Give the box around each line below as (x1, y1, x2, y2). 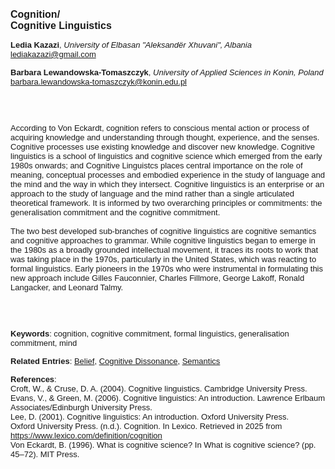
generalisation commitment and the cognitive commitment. (10, 207, 221, 218)
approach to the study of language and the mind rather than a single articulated (10, 189, 295, 199)
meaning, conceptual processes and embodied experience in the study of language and (10, 170, 326, 180)
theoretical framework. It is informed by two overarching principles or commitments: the (10, 198, 323, 208)
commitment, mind (10, 338, 78, 348)
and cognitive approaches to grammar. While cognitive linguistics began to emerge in (10, 235, 316, 246)
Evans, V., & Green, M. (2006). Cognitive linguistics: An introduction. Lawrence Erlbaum (10, 393, 326, 403)
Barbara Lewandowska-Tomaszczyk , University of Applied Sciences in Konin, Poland (10, 67, 324, 78)
